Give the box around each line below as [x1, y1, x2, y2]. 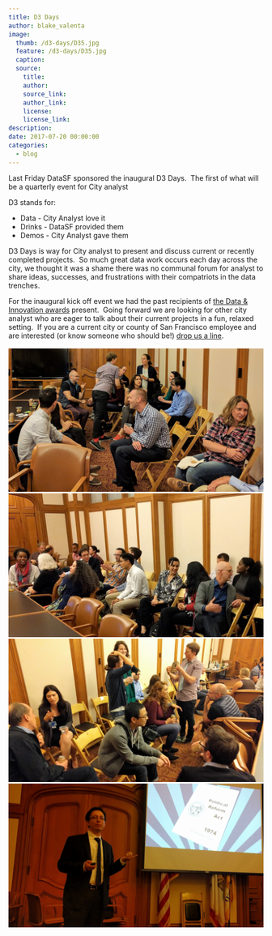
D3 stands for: [8, 197, 57, 207]
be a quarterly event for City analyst [8, 182, 129, 191]
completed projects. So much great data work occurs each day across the [8, 254, 257, 264]
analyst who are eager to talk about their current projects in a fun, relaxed [8, 313, 254, 323]
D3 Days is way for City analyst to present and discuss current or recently [8, 246, 255, 255]
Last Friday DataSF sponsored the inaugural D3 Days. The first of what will [8, 173, 259, 182]
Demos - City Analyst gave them [19, 230, 129, 240]
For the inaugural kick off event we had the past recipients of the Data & [8, 296, 249, 306]
